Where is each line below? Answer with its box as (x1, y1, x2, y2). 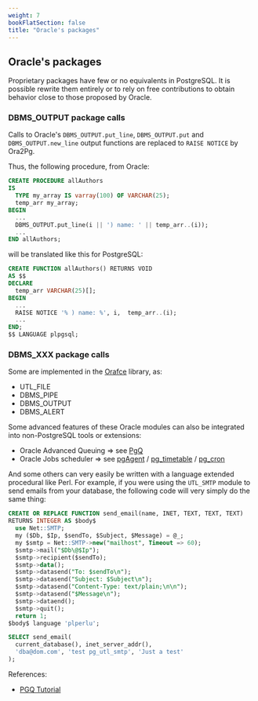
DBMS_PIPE (19, 390, 59, 400)
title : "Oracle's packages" (8, 26, 100, 34)
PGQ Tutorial (19, 685, 61, 694)
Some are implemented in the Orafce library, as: (8, 367, 163, 377)
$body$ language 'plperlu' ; (8, 619, 100, 627)
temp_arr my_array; (15, 199, 79, 207)
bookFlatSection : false (8, 19, 86, 27)
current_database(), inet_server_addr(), (15, 641, 153, 648)
